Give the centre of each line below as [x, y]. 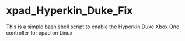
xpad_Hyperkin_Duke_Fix [69, 11]
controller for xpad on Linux [39, 32]
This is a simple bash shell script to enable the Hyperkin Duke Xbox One [93, 27]
